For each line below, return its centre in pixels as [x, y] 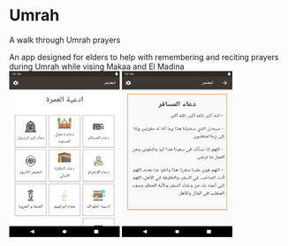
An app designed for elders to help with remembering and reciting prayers [144, 57]
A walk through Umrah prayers [65, 40]
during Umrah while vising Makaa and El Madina [97, 66]
